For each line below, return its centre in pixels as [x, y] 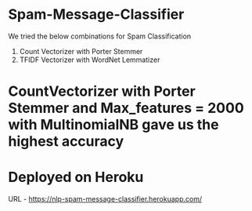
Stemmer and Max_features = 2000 [126, 108]
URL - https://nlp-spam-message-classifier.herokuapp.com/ [105, 199]
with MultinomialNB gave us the [113, 125]
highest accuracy [66, 142]
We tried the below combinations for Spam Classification [100, 36]
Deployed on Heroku [76, 177]
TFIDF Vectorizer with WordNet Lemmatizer [90, 60]
